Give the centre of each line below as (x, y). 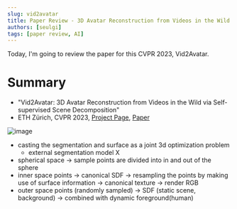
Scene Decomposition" (86, 110)
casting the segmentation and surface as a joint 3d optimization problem (123, 145)
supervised (34, 110)
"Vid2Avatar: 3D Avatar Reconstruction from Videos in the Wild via (115, 102)
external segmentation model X (74, 153)
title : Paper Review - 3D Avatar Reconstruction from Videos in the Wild (119, 21)
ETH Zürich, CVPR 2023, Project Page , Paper (84, 117)
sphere (28, 168)
